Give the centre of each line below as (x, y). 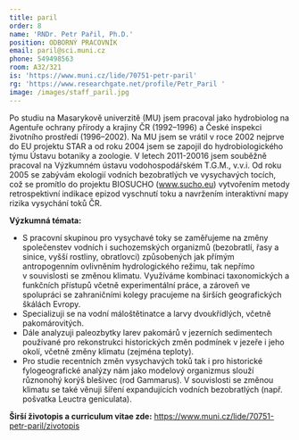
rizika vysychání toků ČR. (56, 203)
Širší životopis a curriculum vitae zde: (81, 416)
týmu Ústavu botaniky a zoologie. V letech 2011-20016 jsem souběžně (138, 155)
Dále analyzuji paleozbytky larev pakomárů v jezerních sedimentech (147, 332)
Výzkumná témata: (46, 220)
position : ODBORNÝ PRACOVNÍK (63, 42)
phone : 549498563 (42, 59)
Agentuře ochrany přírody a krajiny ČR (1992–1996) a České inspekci (136, 127)
